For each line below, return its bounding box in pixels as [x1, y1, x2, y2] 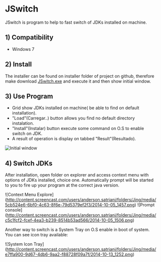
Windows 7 [12, 46, 35, 52]
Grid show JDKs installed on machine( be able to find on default [12, 105, 139, 111]
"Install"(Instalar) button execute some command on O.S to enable [12, 126, 144, 131]
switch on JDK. [12, 131, 43, 136]
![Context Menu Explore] [5, 192, 54, 198]
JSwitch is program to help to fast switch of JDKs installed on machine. [5, 19, 147, 25]
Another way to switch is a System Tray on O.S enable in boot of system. [5, 227, 150, 233]
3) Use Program [5, 92, 53, 100]
